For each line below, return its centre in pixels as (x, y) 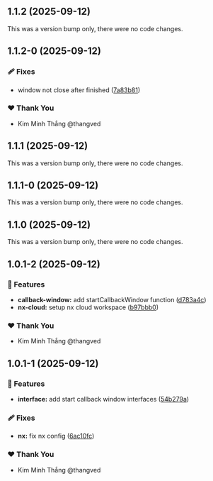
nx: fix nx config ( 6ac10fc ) (56, 436)
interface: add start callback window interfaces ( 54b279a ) (103, 399)
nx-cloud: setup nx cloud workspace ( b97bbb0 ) (88, 307)
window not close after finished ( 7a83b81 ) (79, 90)
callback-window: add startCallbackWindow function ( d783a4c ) (112, 299)
